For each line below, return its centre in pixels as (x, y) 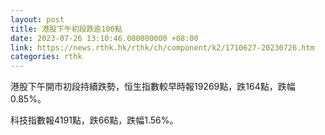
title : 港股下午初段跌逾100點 (66, 29)
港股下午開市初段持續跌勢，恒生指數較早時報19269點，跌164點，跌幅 (153, 87)
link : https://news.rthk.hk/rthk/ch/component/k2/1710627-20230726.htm (162, 47)
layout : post (37, 19)
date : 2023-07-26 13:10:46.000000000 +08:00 (104, 38)
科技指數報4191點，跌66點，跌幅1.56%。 (94, 120)
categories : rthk (46, 57)
